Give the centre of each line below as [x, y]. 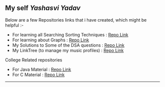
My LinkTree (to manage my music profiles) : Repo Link [68, 50]
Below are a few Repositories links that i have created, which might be [76, 20]
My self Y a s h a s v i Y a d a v [43, 8]
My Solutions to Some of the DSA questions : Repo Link [68, 45]
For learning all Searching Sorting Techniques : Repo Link [70, 34]
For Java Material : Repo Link [41, 69]
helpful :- [14, 25]
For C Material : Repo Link [38, 74]
